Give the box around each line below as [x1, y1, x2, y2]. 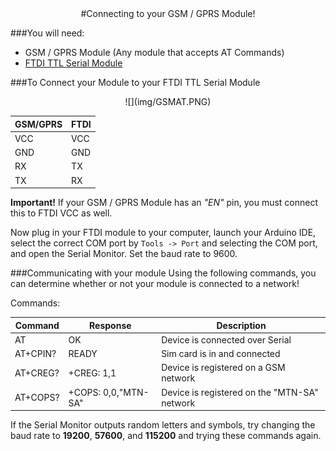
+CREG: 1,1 [68, 367, 117, 379]
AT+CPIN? [14, 348, 57, 359]
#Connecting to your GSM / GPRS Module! [80, 8, 256, 19]
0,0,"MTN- [103, 386, 150, 398]
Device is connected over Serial [161, 333, 292, 346]
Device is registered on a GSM [161, 362, 286, 374]
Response [89, 319, 132, 331]
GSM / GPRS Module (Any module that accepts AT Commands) [24, 47, 285, 58]
